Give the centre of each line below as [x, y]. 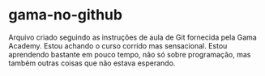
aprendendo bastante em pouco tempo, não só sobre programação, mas [130, 54]
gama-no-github [66, 15]
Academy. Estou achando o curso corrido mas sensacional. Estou [118, 45]
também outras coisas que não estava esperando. [92, 63]
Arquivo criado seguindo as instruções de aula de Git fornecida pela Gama [132, 37]
